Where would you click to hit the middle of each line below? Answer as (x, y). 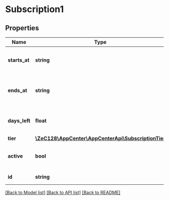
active (15, 156)
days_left (19, 121)
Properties (22, 28)
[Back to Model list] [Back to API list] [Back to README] (63, 192)
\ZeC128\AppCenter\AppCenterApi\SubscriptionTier (100, 138)
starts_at (19, 60)
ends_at (18, 90)
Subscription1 (34, 9)
